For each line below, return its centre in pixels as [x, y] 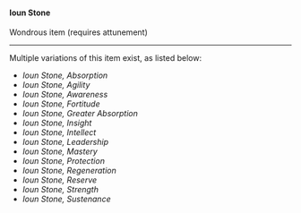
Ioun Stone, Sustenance [66, 199]
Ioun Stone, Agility [56, 85]
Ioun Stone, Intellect [59, 132]
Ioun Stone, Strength [60, 190]
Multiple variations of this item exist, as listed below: [106, 58]
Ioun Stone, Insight [57, 123]
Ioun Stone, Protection [64, 161]
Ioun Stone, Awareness [65, 95]
